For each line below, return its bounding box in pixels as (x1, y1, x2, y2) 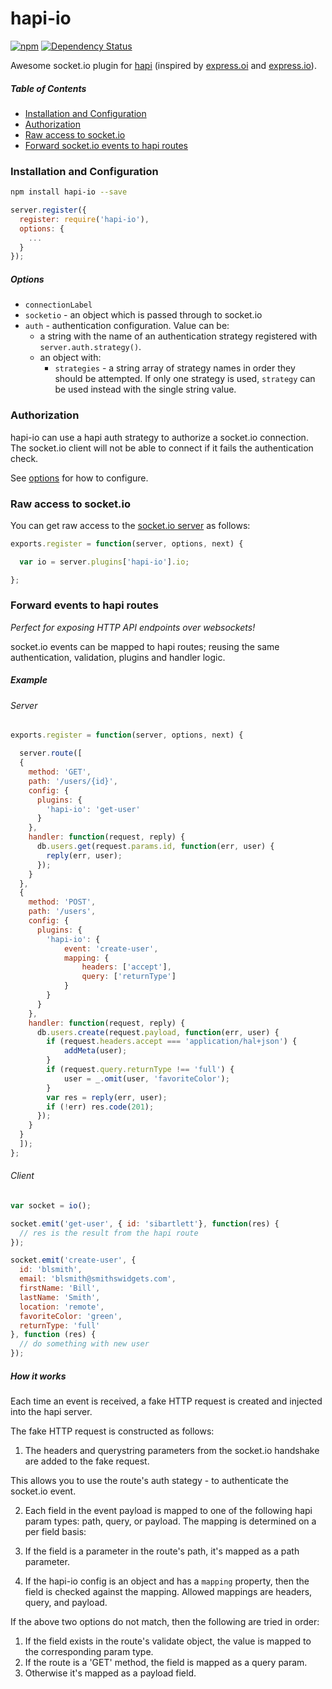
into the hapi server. (10, 1406, 93, 1418)
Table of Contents (10, 82, 87, 94)
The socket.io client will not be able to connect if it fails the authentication (10, 442, 314, 454)
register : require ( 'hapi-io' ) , (19, 214, 150, 224)
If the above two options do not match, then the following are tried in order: (10, 1616, 320, 1628)
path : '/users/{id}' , (28, 776, 118, 786)
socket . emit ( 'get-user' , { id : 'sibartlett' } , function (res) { (10, 1218, 280, 1229)
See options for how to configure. (10, 472, 149, 484)
